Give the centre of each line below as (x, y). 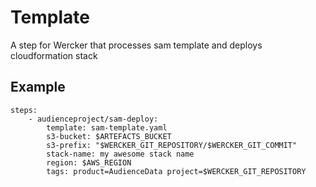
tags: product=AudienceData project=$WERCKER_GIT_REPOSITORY (176, 171)
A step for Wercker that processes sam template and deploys (136, 45)
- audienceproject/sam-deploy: (93, 119)
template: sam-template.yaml (107, 127)
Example (38, 87)
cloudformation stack (54, 55)
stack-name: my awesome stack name (120, 154)
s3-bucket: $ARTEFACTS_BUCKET (109, 136)
